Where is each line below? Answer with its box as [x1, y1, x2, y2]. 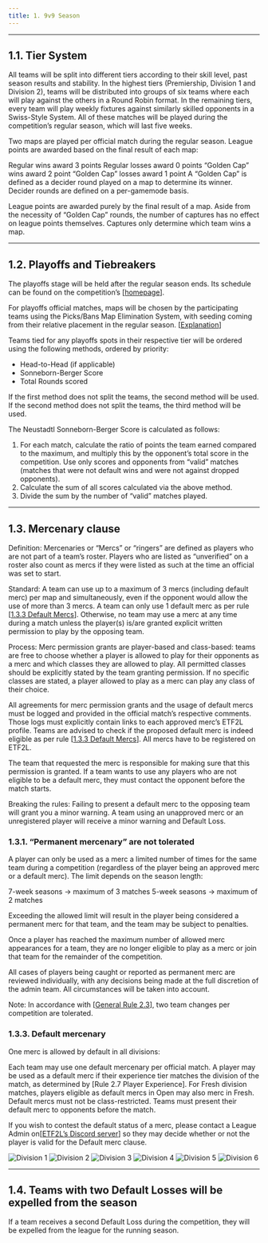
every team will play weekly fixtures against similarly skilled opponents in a [8, 104, 255, 114]
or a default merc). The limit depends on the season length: [8, 872, 203, 881]
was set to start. [8, 569, 61, 579]
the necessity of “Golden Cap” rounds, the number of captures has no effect [8, 210, 260, 220]
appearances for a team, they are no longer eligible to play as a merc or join [8, 944, 257, 953]
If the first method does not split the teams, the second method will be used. [8, 392, 259, 402]
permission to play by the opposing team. [8, 627, 145, 636]
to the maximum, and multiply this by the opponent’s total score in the [19, 449, 250, 459]
